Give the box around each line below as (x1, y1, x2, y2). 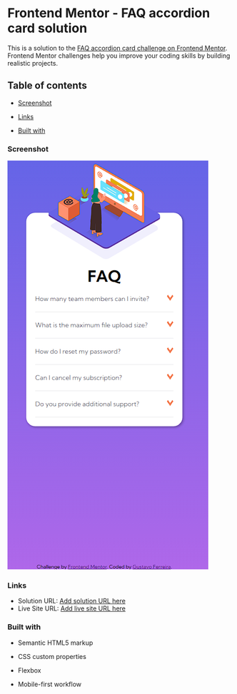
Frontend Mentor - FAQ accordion (7, 5, 211, 21)
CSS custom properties (17, 652, 87, 660)
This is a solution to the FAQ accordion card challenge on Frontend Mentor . (7, 44, 228, 52)
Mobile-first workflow (17, 680, 82, 688)
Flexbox (17, 665, 41, 675)
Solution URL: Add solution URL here (17, 597, 126, 606)
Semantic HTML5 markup (17, 638, 94, 647)
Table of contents (7, 80, 87, 92)
